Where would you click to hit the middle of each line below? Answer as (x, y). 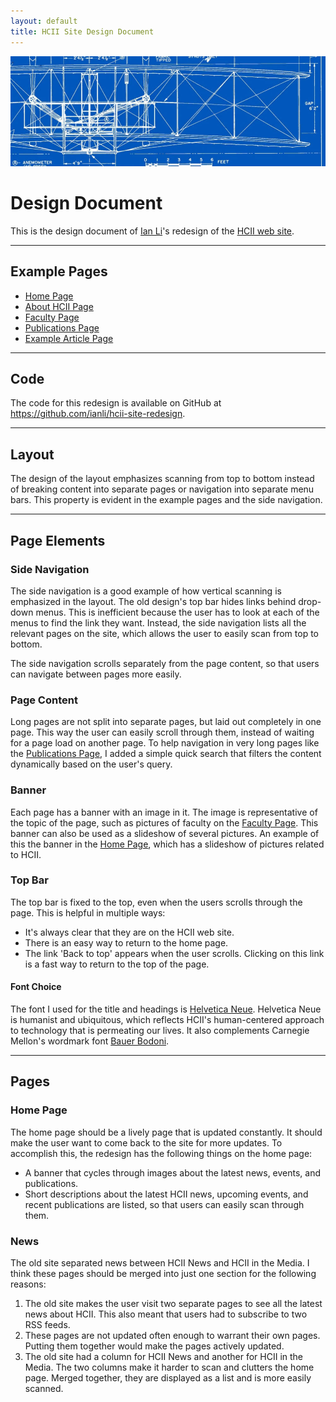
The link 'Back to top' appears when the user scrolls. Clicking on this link (174, 953)
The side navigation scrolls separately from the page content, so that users (165, 663)
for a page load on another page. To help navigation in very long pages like (165, 743)
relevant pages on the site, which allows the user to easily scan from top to (164, 633)
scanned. (44, 1389)
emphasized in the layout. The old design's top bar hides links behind (153, 601)
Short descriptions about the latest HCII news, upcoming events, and (166, 1194)
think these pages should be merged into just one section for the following (163, 1274)
